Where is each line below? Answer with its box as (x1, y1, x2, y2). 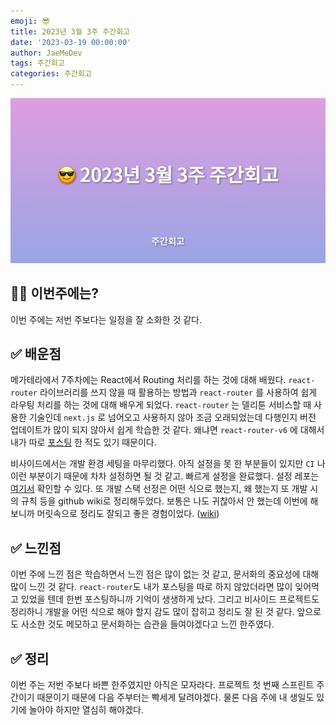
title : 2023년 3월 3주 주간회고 (10, 26, 131, 37)
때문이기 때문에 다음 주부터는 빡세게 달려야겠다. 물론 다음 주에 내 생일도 (36, 691, 315, 704)
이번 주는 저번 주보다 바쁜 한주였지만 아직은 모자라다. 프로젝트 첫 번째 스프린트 (10, 679, 315, 691)
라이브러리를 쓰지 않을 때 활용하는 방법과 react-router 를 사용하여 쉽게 (39, 386, 318, 399)
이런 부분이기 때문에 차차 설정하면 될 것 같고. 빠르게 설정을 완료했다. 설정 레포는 (10, 470, 320, 482)
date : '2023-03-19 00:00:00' (10, 37, 132, 47)
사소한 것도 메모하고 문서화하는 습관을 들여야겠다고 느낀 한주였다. (20, 618, 275, 630)
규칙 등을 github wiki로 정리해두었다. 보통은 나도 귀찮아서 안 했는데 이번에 (20, 495, 308, 507)
